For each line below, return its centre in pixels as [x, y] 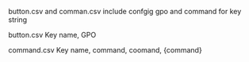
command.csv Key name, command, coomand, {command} [105, 50]
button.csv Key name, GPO [52, 35]
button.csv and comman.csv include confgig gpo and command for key [125, 11]
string [18, 20]
